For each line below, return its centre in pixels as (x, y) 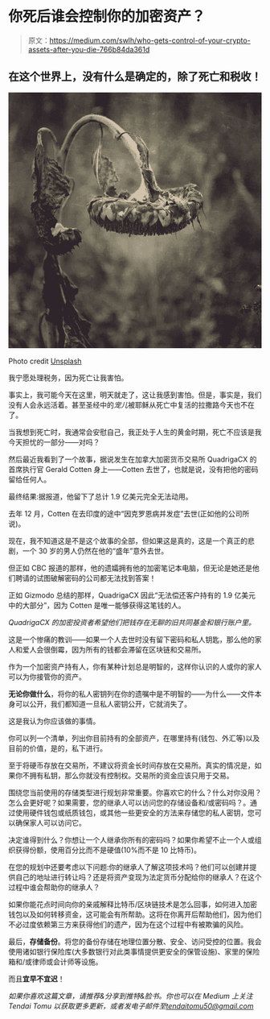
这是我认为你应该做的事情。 (54, 721)
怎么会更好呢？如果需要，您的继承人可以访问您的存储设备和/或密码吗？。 (129, 803)
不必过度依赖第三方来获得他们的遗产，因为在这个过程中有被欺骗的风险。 (128, 925)
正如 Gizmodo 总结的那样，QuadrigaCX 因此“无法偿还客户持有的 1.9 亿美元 (132, 595)
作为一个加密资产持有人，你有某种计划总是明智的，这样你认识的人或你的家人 (135, 667)
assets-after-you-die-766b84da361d (89, 49)
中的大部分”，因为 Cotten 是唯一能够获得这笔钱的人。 (97, 606)
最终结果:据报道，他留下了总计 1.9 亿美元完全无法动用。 (100, 497)
